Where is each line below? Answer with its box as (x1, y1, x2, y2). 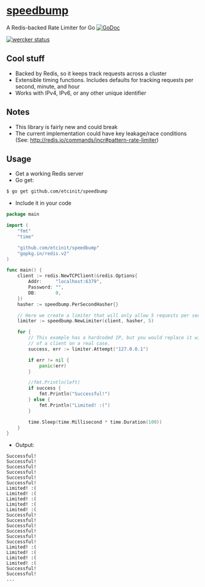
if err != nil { (28, 357, 70, 363)
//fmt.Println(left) (28, 380, 81, 386)
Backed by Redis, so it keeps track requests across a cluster (15, 70, 167, 77)
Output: (15, 441, 35, 449)
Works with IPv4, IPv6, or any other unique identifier (15, 89, 146, 97)
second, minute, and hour (15, 83, 81, 90)
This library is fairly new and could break (15, 123, 118, 130)
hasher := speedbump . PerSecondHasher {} (17, 301, 119, 308)
